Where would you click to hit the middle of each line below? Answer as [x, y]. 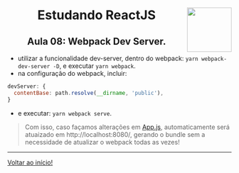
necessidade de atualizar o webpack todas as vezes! [102, 142]
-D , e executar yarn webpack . [95, 66]
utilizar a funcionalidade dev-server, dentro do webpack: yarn [108, 58]
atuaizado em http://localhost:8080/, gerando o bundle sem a [115, 134]
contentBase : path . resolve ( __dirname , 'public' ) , [89, 93]
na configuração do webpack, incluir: [72, 73]
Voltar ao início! [30, 162]
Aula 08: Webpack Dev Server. [97, 41]
